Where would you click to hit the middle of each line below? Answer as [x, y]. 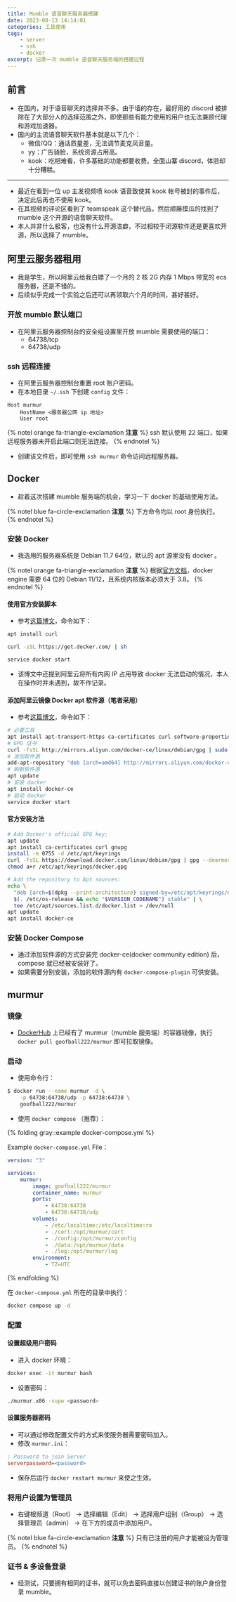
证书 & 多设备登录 [37, 1567]
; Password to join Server [47, 1457]
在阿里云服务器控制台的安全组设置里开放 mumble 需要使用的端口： [114, 331]
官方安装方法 [26, 819]
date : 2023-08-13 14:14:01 [47, 20]
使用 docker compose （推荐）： [61, 1119]
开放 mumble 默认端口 [45, 315]
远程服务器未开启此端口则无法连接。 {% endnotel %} [84, 441]
